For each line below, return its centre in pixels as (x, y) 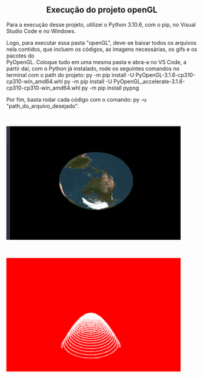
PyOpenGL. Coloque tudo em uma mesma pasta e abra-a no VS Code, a (96, 62)
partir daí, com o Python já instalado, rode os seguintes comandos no (93, 68)
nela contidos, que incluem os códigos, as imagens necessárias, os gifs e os (102, 49)
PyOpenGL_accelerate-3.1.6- (149, 81)
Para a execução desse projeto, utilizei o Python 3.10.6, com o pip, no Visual (101, 24)
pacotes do (20, 55)
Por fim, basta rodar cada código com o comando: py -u (76, 99)
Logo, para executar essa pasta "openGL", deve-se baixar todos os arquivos (101, 42)
